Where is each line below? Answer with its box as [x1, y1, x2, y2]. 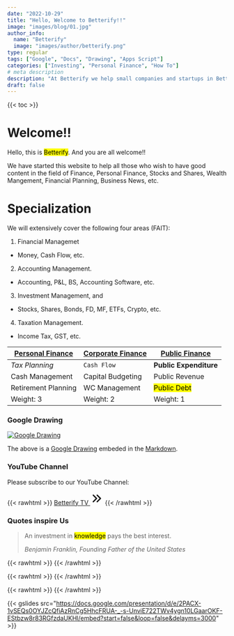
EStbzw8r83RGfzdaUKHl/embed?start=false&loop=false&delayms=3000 [7, 614, 217, 623]
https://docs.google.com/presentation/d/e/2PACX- [56, 599, 202, 607]
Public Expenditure [153, 361, 218, 370]
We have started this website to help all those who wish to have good [7, 162, 206, 170]
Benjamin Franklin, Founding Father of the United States [24, 545, 186, 554]
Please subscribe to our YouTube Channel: [7, 478, 130, 486]
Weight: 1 [153, 395, 185, 404]
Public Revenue [153, 372, 205, 381]
